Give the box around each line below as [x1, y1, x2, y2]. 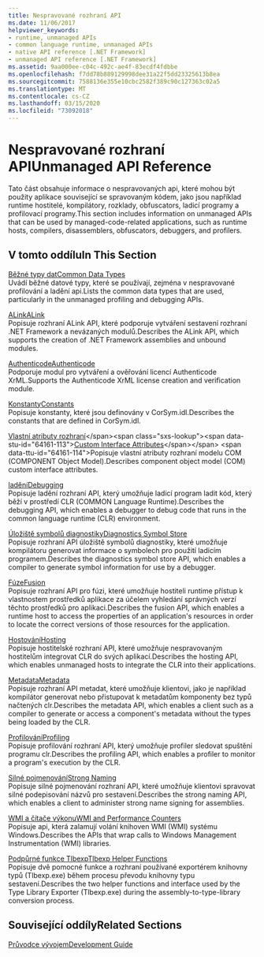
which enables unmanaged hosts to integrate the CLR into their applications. [8, 660, 256, 669]
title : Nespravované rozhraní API [8, 11, 122, 20]
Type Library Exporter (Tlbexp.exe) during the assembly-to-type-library [8, 887, 241, 896]
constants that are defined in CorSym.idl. [8, 416, 142, 425]
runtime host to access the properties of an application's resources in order [8, 611, 254, 620]
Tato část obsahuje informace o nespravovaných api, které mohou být [8, 183, 235, 193]
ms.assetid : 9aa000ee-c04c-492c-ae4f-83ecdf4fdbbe [8, 63, 178, 71]
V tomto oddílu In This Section [8, 249, 157, 262]
